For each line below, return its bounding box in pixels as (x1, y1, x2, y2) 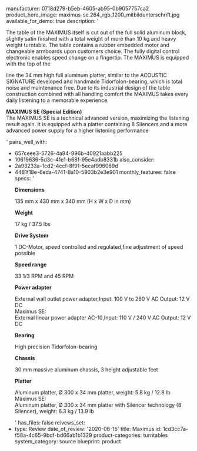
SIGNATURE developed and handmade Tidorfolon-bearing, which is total (6, 78, 182, 85)
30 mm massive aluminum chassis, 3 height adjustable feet (14, 366, 158, 373)
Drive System (14, 232, 49, 239)
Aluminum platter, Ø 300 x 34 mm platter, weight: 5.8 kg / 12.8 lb (14, 389, 171, 396)
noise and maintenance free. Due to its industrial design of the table (6, 84, 171, 91)
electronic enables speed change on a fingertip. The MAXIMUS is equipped (6, 54, 189, 61)
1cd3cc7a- (162, 426, 189, 432)
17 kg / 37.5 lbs (14, 220, 51, 228)
